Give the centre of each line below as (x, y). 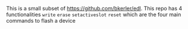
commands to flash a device (41, 21)
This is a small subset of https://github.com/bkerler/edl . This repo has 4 (94, 8)
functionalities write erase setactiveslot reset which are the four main (94, 14)
